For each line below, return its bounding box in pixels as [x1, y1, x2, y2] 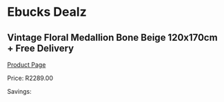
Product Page [7, 61, 46, 69]
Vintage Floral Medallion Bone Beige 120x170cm [7, 32, 218, 43]
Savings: [7, 88, 32, 95]
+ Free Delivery [7, 42, 74, 54]
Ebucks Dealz [7, 4, 88, 20]
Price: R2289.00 [7, 74, 54, 82]
